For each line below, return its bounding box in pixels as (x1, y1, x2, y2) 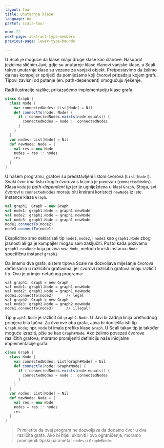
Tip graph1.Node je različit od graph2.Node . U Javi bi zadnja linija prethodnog (5, 314, 157, 321)
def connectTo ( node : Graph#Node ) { (14, 363, 86, 369)
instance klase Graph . (5, 194, 48, 200)
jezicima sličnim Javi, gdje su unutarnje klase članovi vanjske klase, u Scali (5, 62, 155, 68)
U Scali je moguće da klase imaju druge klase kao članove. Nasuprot (5, 56, 143, 62)
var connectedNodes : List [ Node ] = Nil (14, 105, 93, 110)
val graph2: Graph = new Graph (5, 297, 69, 303)
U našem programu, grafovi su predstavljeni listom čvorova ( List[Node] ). (5, 173, 151, 179)
